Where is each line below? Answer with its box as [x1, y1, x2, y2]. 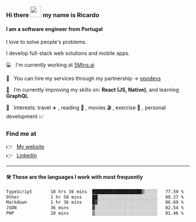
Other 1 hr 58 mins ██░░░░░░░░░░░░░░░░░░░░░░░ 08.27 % [6, 194, 184, 200]
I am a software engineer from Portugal [6, 25, 103, 32]
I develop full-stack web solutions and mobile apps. [6, 50, 130, 57]
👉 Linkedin [6, 152, 37, 159]
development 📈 [6, 113, 44, 120]
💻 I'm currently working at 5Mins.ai [6, 61, 95, 68]
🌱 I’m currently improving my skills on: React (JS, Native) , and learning [6, 86, 179, 93]
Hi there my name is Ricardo [6, 11, 100, 19]
